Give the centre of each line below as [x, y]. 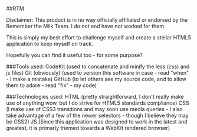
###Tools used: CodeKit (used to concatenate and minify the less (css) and [98, 66]
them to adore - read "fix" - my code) [52, 85]
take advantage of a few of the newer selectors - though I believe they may [97, 115]
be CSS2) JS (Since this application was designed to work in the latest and [97, 122]
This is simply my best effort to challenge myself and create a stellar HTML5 [99, 37]
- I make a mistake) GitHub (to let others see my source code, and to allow [96, 79]
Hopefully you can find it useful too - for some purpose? [75, 55]
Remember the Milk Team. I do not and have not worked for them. [86, 26]
